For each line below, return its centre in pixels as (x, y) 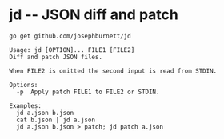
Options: (24, 85)
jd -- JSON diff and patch (94, 15)
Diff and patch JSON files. (56, 57)
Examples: (26, 105)
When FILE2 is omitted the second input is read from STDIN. (113, 71)
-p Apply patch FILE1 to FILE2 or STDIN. (88, 92)
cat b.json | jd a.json (56, 120)
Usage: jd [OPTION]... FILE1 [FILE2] (72, 50)
